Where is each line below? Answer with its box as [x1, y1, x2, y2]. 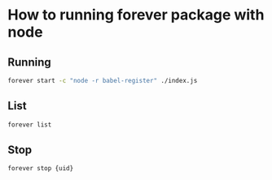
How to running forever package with [7, 6, 265, 24]
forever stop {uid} [7, 165, 74, 173]
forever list [7, 120, 52, 129]
